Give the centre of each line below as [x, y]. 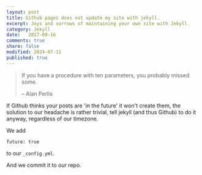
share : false [23, 47]
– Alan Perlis [37, 93]
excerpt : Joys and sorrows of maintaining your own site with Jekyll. [98, 23]
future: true [23, 142]
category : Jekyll [28, 29]
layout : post [23, 12]
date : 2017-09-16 [31, 35]
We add [16, 130]
